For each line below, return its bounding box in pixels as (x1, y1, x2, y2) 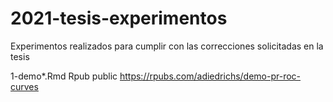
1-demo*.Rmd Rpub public (10, 70, 118, 82)
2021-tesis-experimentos (10, 7, 228, 30)
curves (10, 80, 39, 92)
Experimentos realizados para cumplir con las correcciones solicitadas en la (10, 40, 324, 52)
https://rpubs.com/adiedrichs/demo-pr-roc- (119, 70, 302, 82)
